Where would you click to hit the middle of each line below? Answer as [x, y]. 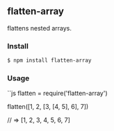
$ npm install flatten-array [49, 61]
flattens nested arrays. [39, 28]
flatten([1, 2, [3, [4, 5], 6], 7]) [48, 107]
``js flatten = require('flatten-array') [57, 94]
